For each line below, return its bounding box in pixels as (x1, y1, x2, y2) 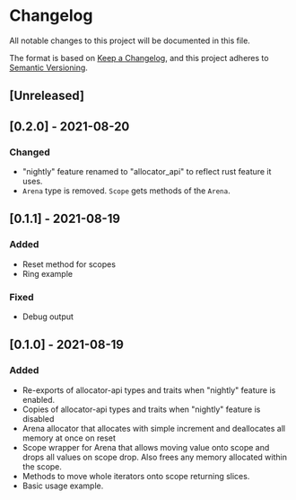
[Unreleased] (9, 88, 85, 103)
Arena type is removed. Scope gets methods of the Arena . (22, 185, 231, 196)
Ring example (22, 268, 74, 279)
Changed (9, 146, 51, 158)
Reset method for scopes (22, 258, 117, 270)
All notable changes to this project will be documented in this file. (9, 35, 251, 46)
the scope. (22, 460, 63, 472)
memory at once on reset (22, 433, 117, 443)
